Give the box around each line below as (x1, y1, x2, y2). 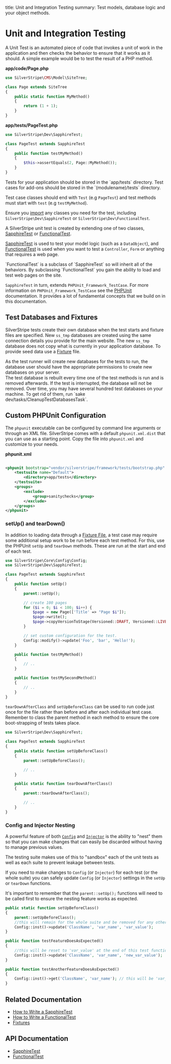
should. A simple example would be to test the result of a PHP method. (5, 55, 154, 61)
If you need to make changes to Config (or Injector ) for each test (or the (5, 869, 158, 876)
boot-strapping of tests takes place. (5, 720, 80, 726)
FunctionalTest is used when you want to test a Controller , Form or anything (5, 245, 164, 252)
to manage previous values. (5, 844, 64, 850)
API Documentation (5, 1034, 69, 1043)
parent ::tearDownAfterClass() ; (23, 791, 90, 796)
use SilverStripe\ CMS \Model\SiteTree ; (5, 75, 88, 80)
